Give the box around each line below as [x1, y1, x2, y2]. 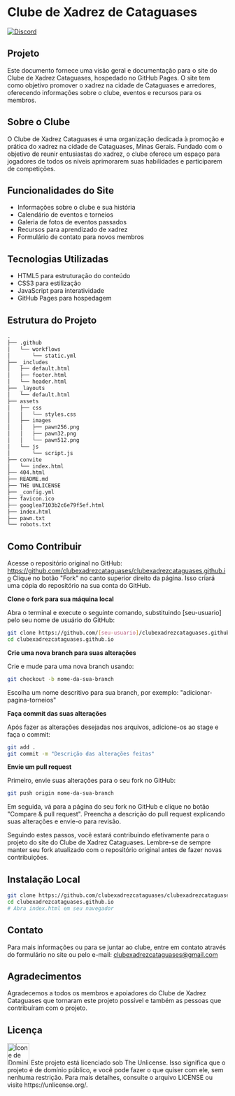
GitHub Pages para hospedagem [17, 294, 112, 303]
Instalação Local [7, 873, 80, 885]
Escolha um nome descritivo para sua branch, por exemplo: [7, 688, 179, 696]
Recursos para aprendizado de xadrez [17, 225, 128, 234]
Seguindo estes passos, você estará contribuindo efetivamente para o [7, 831, 210, 839]
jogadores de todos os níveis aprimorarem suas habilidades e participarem [7, 157, 222, 165]
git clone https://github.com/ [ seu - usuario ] [7, 630, 139, 637]
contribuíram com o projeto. [7, 1004, 87, 1012]
